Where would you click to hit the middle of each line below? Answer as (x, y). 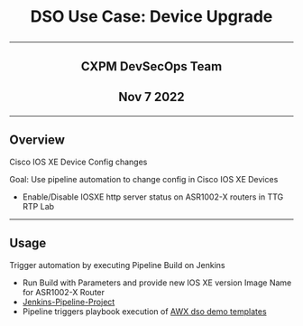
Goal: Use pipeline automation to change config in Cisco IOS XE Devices (144, 179)
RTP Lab (38, 206)
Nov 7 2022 (151, 97)
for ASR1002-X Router (64, 292)
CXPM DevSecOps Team (151, 66)
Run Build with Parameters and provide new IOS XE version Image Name (157, 283)
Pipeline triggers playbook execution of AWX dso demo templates (145, 311)
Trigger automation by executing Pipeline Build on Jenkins (117, 265)
